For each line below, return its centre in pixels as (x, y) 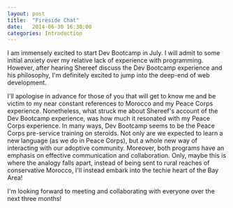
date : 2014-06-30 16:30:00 (50, 27)
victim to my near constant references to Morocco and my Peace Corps (110, 104)
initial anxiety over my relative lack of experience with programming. (105, 61)
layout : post (26, 14)
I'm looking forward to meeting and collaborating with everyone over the (111, 191)
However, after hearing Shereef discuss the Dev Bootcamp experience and (115, 68)
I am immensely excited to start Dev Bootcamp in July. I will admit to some (114, 53)
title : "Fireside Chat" (43, 20)
